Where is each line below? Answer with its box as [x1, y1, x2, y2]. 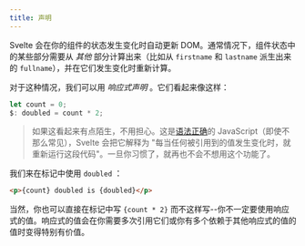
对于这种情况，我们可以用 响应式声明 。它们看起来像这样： [9, 81, 229, 92]
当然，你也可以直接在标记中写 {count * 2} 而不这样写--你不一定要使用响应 [9, 204, 290, 215]
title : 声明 [9, 13, 52, 23]
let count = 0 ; [9, 99, 67, 109]
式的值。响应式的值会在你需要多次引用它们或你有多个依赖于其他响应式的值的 [9, 215, 297, 226]
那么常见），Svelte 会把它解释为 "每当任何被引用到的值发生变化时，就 [31, 138, 291, 149]
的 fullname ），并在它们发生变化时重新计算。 [9, 62, 177, 73]
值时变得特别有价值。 [9, 227, 89, 238]
